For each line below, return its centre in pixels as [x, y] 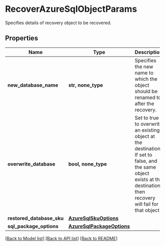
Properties [22, 38]
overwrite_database [31, 164]
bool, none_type [88, 164]
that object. [148, 210]
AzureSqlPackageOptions [99, 226]
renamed [145, 97]
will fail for [147, 204]
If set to [143, 155]
